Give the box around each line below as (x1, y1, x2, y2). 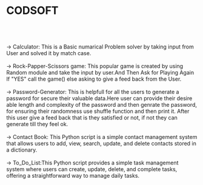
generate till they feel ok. (6, 120, 68, 127)
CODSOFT (6, 4, 59, 18)
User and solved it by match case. (6, 49, 92, 56)
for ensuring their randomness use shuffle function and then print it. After (6, 107, 190, 115)
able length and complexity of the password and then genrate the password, (6, 101, 198, 108)
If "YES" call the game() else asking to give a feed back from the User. (6, 75, 182, 82)
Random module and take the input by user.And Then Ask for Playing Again (6, 69, 195, 76)
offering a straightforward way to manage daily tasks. (6, 172, 140, 179)
